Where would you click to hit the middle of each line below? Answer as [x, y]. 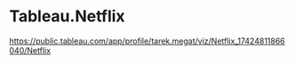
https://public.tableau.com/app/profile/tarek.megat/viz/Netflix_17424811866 [147, 41]
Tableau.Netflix [68, 16]
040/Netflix [30, 50]
